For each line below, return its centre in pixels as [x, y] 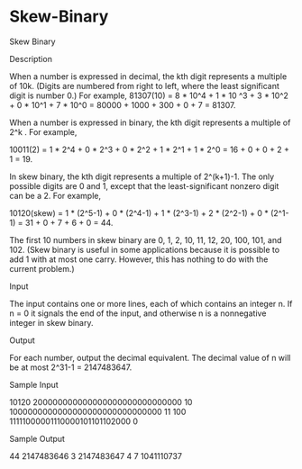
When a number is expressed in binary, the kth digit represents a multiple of [150, 122]
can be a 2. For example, [55, 195]
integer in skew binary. [51, 322]
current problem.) [42, 268]
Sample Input [34, 384]
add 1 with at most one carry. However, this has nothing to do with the [139, 259]
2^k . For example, [43, 131]
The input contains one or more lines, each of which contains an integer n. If [151, 303]
